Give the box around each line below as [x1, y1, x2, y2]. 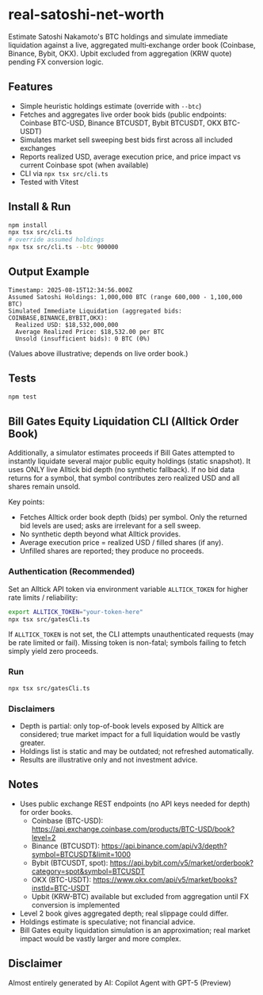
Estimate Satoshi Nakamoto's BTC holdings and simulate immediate [8, 32, 228, 41]
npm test [8, 393, 37, 401]
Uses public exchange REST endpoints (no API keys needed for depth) [19, 799, 251, 809]
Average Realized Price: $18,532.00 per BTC [15, 328, 165, 336]
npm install [8, 221, 48, 229]
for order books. [19, 807, 74, 816]
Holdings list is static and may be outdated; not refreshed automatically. [19, 746, 254, 755]
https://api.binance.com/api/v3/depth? [101, 841, 227, 851]
